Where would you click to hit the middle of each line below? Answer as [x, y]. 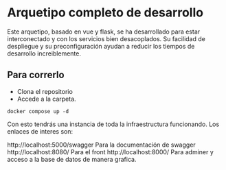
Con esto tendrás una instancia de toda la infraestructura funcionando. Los [113, 124]
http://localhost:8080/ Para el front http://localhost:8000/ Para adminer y [111, 151]
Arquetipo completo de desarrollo [105, 13]
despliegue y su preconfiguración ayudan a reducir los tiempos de [101, 46]
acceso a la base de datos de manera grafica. [72, 159]
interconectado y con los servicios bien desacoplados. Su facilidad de [106, 38]
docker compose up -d [38, 111]
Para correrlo [36, 75]
